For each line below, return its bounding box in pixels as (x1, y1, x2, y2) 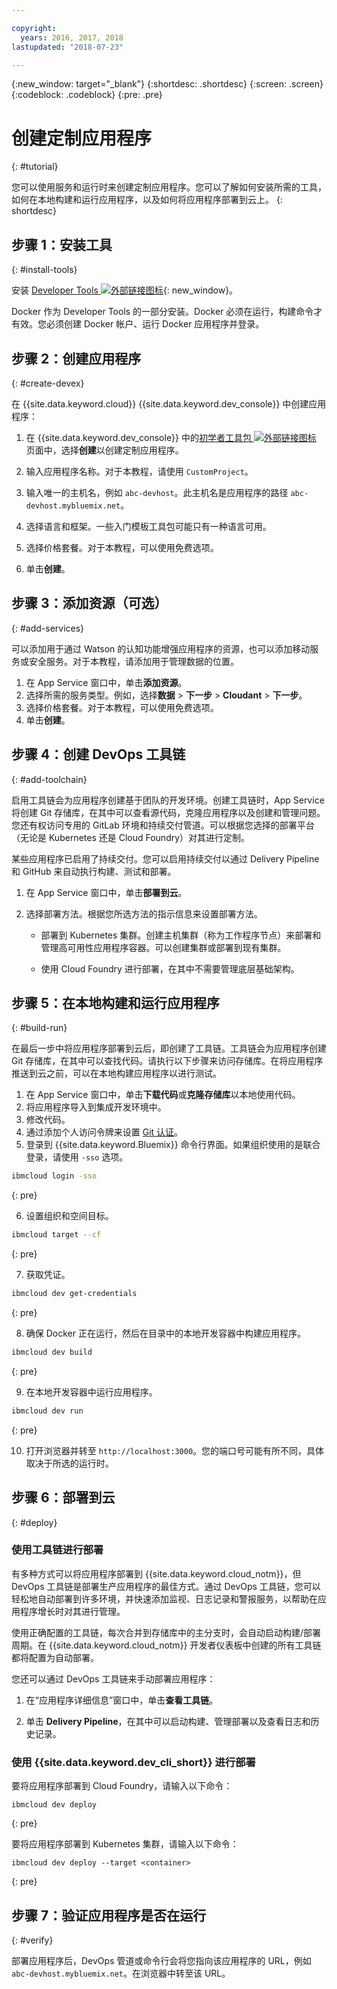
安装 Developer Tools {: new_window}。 (11, 284, 239, 296)
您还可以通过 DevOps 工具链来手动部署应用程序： (11, 1672, 216, 1685)
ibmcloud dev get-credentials (11, 1289, 138, 1299)
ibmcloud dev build (11, 1347, 93, 1357)
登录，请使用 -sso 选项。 (25, 1151, 129, 1163)
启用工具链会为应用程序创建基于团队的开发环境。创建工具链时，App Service (11, 794, 325, 806)
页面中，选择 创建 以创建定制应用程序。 (25, 444, 184, 456)
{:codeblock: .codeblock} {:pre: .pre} (11, 89, 163, 101)
